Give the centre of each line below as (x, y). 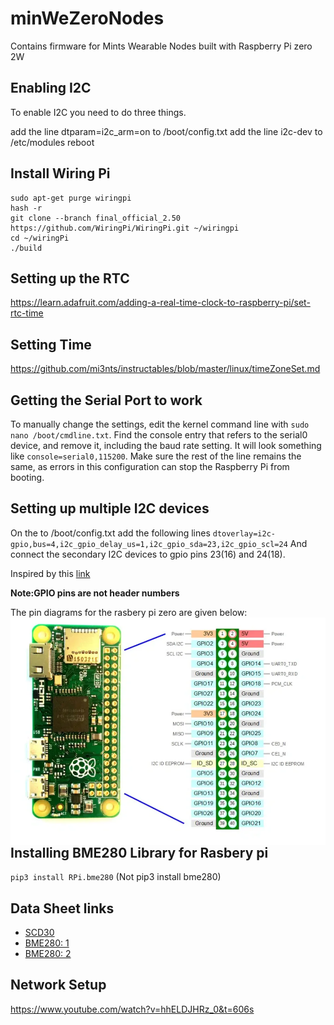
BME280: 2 (48, 953)
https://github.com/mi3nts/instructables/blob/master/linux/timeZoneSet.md (165, 369)
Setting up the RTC (70, 278)
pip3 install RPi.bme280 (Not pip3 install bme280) (116, 877)
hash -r (26, 208)
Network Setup (58, 985)
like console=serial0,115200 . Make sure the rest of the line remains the (156, 456)
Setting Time (51, 344)
